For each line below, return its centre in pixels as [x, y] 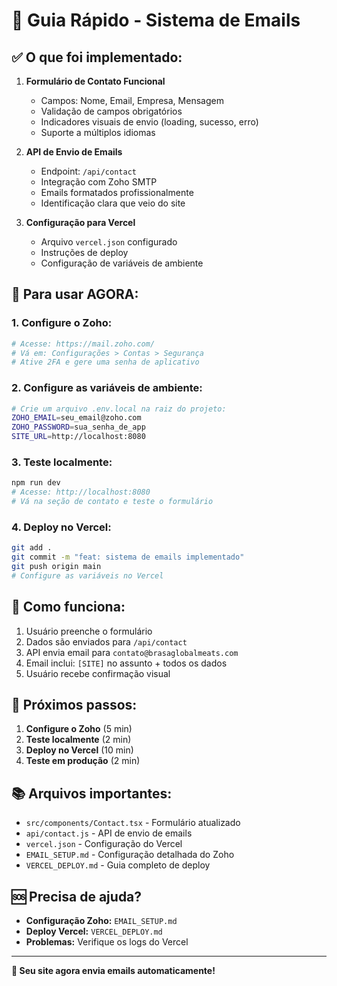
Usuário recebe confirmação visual [98, 673]
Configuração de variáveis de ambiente [122, 263]
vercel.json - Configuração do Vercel [104, 844]
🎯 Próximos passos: [74, 705]
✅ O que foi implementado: [97, 57]
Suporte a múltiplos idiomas [98, 132]
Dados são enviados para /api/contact [106, 641]
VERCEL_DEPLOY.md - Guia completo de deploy [118, 865]
